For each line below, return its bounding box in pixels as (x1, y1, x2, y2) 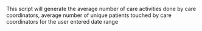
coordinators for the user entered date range (6, 18, 119, 25)
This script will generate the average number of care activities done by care (6, 5, 197, 12)
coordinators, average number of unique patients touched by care (6, 12, 172, 19)
